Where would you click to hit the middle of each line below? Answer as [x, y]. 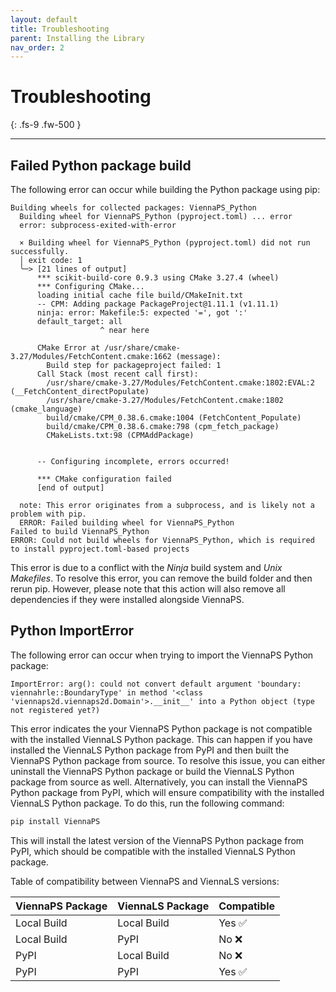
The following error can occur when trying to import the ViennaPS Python [162, 655]
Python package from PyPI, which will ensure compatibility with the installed [167, 792]
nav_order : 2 [37, 47]
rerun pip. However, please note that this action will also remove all [148, 589]
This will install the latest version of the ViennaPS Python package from [157, 840]
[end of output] [70, 488]
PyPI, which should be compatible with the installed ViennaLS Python [153, 851]
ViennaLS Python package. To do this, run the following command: [147, 803]
